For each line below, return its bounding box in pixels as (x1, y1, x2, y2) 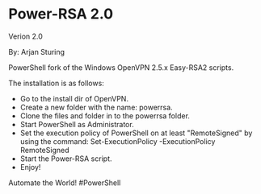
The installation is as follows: (8, 78, 105, 88)
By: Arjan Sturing (8, 47, 65, 56)
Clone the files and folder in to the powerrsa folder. (19, 110, 190, 121)
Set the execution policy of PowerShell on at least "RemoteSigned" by (19, 128, 253, 138)
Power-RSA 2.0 (8, 5, 114, 23)
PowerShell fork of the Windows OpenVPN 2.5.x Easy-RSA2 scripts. (8, 62, 234, 72)
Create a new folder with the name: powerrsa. (19, 102, 173, 112)
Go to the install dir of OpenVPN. (19, 93, 129, 103)
